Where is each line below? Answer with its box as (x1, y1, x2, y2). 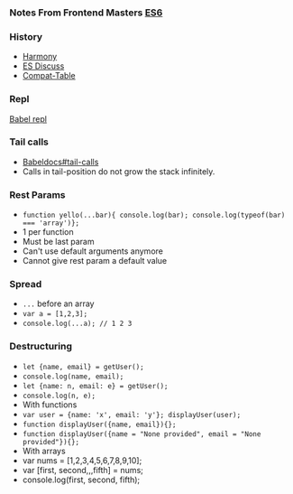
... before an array (22, 298, 95, 309)
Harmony (22, 51, 58, 62)
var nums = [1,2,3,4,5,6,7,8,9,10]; (22, 454, 142, 466)
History (9, 30, 43, 42)
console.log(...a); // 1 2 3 (22, 319, 133, 329)
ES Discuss (22, 61, 65, 71)
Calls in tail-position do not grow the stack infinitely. (22, 165, 215, 177)
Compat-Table (22, 70, 76, 81)
